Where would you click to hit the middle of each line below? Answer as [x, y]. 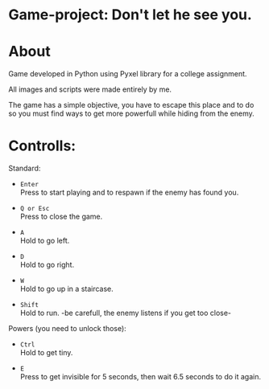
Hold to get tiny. [46, 353]
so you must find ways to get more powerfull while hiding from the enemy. [132, 113]
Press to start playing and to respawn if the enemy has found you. [129, 192]
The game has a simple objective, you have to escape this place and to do [131, 105]
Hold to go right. [47, 265]
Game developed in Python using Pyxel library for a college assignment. [128, 74]
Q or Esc [35, 209]
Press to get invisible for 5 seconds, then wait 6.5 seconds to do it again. [141, 377]
